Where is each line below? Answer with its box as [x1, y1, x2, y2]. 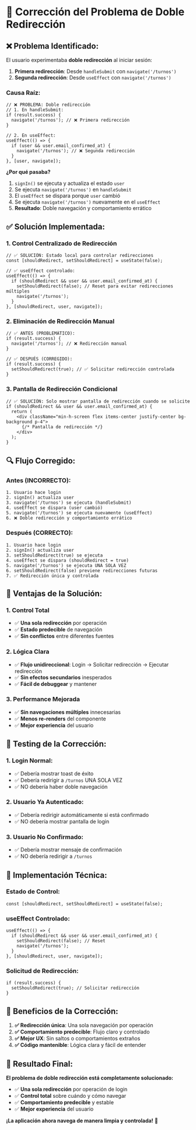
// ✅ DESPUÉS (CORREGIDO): [6, 356, 73, 362]
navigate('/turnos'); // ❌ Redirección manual [11, 341, 127, 347]
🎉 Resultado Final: [6, 1059, 73, 1069]
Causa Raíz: [6, 88, 41, 97]
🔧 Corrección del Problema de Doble [6, 5, 185, 19]
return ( [11, 408, 33, 414]
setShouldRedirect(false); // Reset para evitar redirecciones [16, 283, 174, 289]
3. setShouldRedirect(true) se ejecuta [6, 552, 103, 558]
